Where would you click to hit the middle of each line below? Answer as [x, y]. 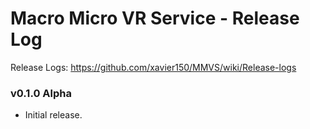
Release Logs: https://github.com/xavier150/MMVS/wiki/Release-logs [153, 67]
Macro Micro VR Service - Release [155, 18]
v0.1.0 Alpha [41, 93]
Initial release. [53, 115]
